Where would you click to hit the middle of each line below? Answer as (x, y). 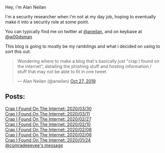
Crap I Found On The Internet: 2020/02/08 (48, 129)
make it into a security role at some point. (47, 22)
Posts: (15, 96)
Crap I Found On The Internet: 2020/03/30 (48, 109)
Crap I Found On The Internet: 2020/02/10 (48, 124)
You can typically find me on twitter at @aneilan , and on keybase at (74, 31)
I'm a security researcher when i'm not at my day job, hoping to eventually (81, 17)
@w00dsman (19, 37)
